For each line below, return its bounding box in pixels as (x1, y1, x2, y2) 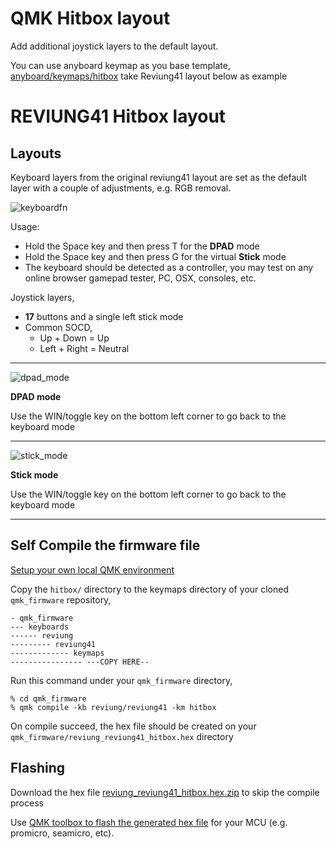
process (10, 797, 44, 809)
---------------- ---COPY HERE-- (10, 657, 150, 667)
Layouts (10, 145, 62, 162)
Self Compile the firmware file (10, 537, 201, 554)
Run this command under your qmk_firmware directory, (10, 674, 233, 686)
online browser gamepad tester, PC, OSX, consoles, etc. (24, 272, 257, 284)
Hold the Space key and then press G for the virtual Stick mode (24, 250, 287, 262)
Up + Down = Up (39, 332, 110, 344)
